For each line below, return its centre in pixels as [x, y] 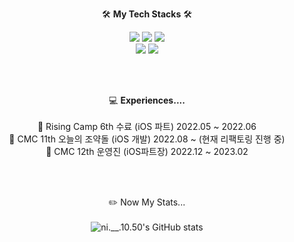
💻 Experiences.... [147, 100]
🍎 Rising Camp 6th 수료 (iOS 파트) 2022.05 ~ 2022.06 [147, 126]
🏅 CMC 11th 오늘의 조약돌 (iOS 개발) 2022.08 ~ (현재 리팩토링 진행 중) [147, 139]
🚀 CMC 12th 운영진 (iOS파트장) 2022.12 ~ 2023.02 [147, 151]
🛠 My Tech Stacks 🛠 [147, 14]
